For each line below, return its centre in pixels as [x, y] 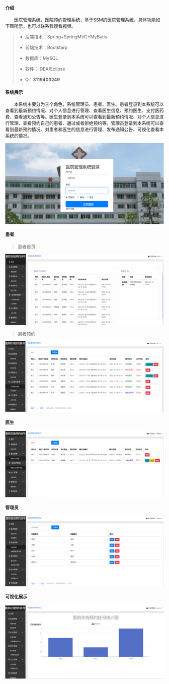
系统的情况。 [18, 136]
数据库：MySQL [41, 58]
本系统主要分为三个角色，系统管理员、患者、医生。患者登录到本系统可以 [89, 104]
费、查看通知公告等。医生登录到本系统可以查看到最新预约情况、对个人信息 [82, 117]
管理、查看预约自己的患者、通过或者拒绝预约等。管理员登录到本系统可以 [84, 123]
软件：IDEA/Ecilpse [45, 69]
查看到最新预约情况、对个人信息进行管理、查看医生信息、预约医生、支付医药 [84, 110]
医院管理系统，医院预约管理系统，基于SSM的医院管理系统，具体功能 [85, 20]
